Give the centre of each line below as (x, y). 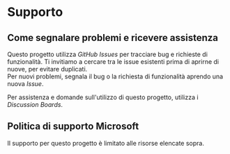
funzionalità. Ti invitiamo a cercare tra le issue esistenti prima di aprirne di (113, 62)
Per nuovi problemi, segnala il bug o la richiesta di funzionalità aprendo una (115, 76)
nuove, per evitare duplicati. (47, 69)
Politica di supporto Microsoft (73, 127)
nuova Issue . (25, 84)
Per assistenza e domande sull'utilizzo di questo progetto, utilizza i (103, 97)
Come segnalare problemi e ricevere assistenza (113, 38)
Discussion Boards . (35, 104)
